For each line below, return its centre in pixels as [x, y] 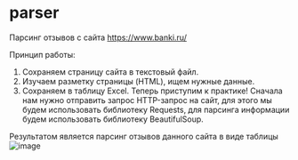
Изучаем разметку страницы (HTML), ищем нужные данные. [138, 81]
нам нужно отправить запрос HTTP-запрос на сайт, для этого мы [147, 100]
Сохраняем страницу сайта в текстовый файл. [110, 72]
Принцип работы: [42, 54]
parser [34, 13]
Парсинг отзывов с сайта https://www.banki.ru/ [98, 37]
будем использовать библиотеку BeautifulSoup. [113, 119]
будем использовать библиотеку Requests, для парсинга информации [156, 109]
